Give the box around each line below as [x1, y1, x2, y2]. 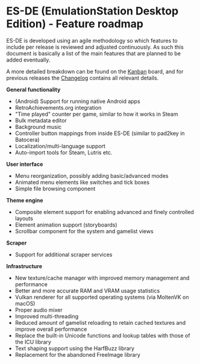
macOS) [14, 300, 36, 307]
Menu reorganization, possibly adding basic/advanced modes [14, 172, 169, 179]
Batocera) [14, 136, 40, 143]
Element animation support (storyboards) [14, 221, 117, 228]
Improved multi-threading [14, 312, 79, 320]
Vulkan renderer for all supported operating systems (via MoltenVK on [14, 293, 189, 301]
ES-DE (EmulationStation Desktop [6, 4, 179, 18]
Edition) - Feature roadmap [6, 17, 143, 31]
